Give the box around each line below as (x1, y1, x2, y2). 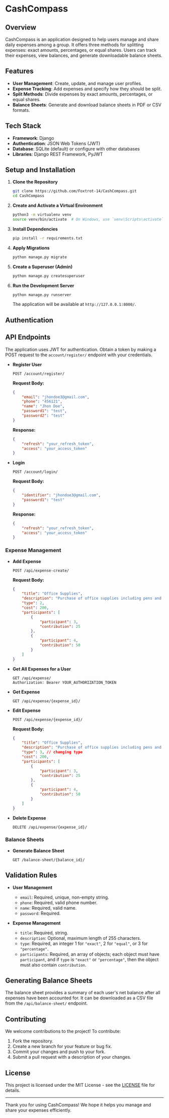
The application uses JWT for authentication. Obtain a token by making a (5, 346, 156, 352)
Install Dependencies (12, 226, 58, 232)
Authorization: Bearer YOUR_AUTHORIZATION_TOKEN (12, 680, 117, 685)
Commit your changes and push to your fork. (12, 1049, 106, 1055)
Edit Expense (12, 707, 41, 713)
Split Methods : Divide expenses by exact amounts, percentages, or (12, 91, 153, 97)
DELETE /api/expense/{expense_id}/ (12, 825, 88, 830)
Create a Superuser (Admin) (12, 264, 73, 270)
